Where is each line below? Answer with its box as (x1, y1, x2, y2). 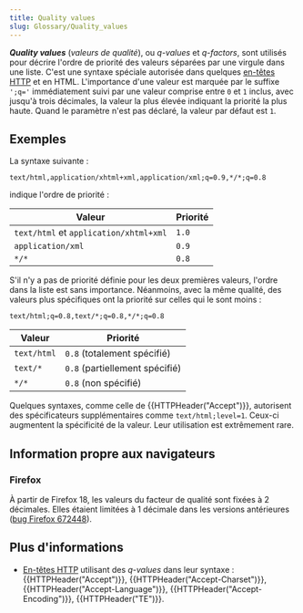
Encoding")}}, (22, 593, 75, 604)
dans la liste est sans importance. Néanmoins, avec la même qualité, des (9, 285, 282, 296)
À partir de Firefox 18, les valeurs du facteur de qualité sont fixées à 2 (9, 494, 270, 504)
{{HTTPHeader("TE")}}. (76, 593, 165, 604)
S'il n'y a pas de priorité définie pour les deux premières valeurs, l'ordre (9, 275, 278, 286)
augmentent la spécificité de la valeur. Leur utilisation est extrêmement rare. (9, 420, 294, 431)
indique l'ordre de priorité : (9, 189, 109, 201)
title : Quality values (9, 13, 96, 23)
